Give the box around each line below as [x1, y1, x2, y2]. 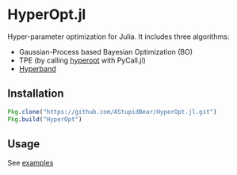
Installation [7, 87, 64, 101]
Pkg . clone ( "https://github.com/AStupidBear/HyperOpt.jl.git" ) [7, 108, 217, 116]
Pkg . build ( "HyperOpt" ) [7, 115, 82, 124]
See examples [7, 158, 54, 168]
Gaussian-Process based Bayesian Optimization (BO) [18, 47, 193, 56]
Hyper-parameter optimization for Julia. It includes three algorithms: [7, 32, 230, 41]
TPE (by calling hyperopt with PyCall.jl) [18, 55, 146, 65]
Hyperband [18, 63, 56, 73]
